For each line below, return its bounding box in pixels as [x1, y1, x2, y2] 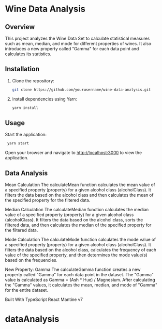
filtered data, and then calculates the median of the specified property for [5, 222, 152, 228]
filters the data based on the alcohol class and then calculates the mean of [5, 192, 154, 198]
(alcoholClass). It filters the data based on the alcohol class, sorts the [5, 217, 143, 223]
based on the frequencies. [5, 257, 58, 263]
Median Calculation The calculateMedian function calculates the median [5, 207, 149, 213]
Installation [5, 65, 40, 73]
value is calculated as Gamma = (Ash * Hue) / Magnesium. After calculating [5, 277, 155, 283]
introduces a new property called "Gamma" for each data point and [5, 46, 139, 51]
